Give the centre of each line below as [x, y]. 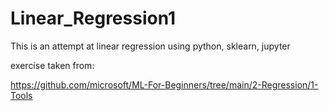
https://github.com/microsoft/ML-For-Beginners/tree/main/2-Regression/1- [164, 84]
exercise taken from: [52, 65]
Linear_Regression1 [93, 18]
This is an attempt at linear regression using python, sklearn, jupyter [150, 46]
